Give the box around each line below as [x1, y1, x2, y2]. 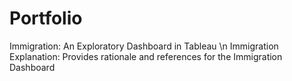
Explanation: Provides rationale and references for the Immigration [9, 50, 283, 62]
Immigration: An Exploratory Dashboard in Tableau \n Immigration [9, 40, 279, 52]
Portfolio [9, 7, 83, 30]
